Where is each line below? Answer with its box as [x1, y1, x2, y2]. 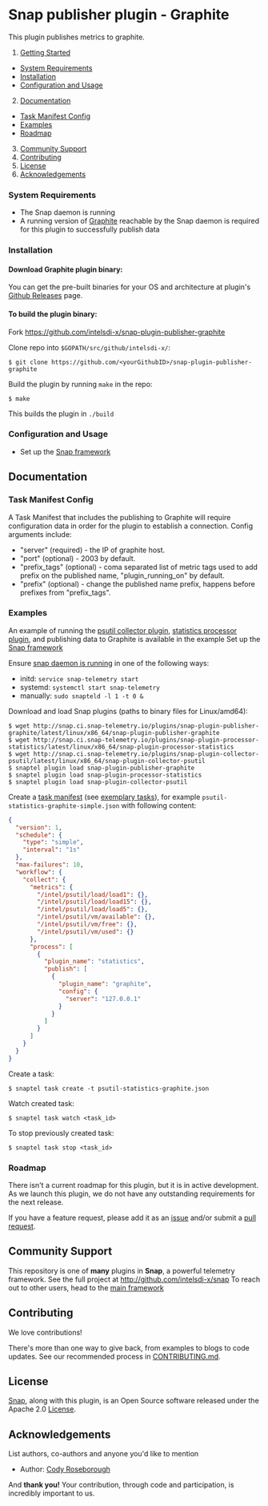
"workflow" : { [15, 868, 62, 876]
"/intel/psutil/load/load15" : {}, [37, 898, 152, 906]
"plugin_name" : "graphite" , [58, 980, 152, 988]
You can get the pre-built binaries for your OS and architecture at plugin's [8, 282, 251, 292]
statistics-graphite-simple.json [8, 801, 120, 810]
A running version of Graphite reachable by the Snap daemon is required [19, 216, 260, 226]
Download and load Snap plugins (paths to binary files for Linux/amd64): [8, 706, 248, 716]
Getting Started [19, 47, 70, 57]
